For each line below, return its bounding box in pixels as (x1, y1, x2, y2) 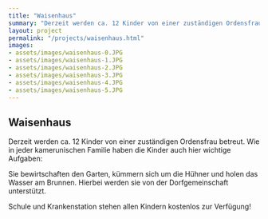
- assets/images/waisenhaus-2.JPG (8, 64, 124, 72)
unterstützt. (8, 186, 46, 196)
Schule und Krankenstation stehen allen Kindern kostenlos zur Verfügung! (8, 201, 251, 212)
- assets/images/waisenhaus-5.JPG (8, 86, 124, 94)
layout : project (8, 26, 62, 34)
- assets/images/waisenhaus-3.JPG (8, 71, 124, 79)
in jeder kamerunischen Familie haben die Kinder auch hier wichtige (8, 145, 231, 155)
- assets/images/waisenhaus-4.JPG (8, 78, 124, 86)
